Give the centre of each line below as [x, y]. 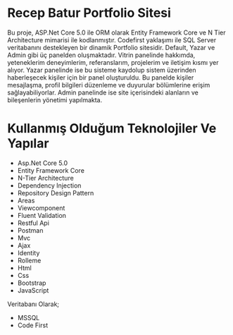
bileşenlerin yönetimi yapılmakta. [55, 99]
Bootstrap [32, 283]
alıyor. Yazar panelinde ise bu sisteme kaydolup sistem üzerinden [102, 70]
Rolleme [29, 260]
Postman [30, 230]
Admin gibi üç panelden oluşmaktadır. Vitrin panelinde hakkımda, [101, 55]
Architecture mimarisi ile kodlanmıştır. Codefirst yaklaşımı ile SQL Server [112, 39]
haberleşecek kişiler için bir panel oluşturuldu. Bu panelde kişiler [101, 77]
